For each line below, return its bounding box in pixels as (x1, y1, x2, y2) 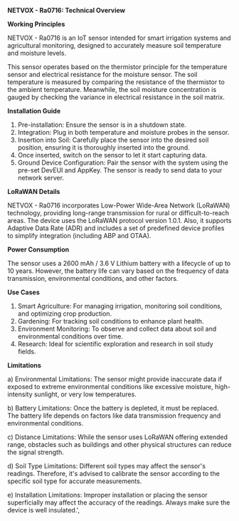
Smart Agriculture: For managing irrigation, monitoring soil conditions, (17, 302, 223, 310)
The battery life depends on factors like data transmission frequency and (7, 411, 221, 420)
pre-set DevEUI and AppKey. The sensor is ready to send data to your (17, 166, 223, 174)
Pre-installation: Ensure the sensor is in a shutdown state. (17, 120, 186, 129)
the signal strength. (7, 448, 64, 456)
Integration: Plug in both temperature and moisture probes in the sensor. (17, 128, 230, 136)
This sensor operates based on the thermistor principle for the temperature (7, 63, 228, 71)
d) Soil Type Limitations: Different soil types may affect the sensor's (7, 462, 206, 470)
